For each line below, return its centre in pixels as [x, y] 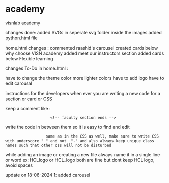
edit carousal [19, 83]
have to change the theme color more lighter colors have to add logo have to [85, 78]
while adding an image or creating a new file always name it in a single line [83, 154]
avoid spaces [19, 165]
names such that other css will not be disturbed [59, 145]
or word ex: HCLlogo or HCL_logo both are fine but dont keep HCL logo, [80, 160]
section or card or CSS [29, 99]
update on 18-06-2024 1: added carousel [48, 175]
